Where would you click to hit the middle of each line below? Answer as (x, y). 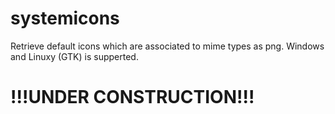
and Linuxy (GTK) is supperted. (74, 56)
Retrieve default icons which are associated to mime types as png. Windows (167, 46)
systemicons (65, 18)
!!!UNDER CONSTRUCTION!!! (132, 97)
